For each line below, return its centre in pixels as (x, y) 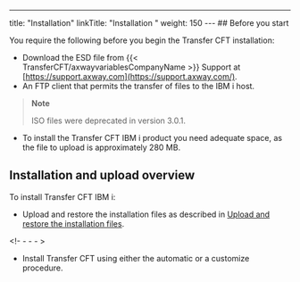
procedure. (43, 268)
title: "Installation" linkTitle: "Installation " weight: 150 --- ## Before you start (149, 23)
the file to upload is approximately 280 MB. (101, 147)
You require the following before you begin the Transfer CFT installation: (142, 40)
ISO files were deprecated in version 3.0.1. (108, 120)
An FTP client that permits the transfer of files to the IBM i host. (138, 86)
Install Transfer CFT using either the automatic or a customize (136, 258)
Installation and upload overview (102, 175)
